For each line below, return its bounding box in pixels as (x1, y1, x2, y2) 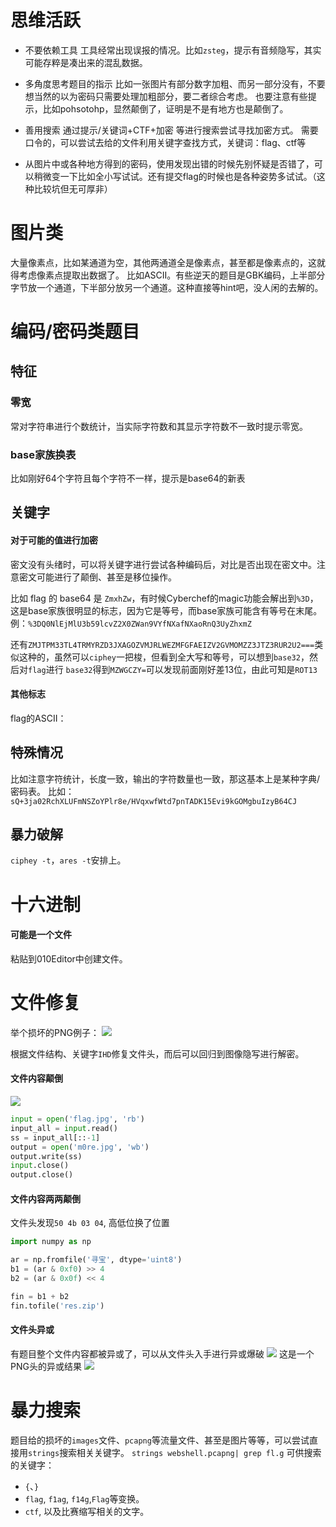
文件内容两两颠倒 (10, 1192, 81, 1205)
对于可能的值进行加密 (10, 534, 98, 546)
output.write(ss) (10, 1151, 83, 1161)
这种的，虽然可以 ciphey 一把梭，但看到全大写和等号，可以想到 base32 (18, 651, 301, 663)
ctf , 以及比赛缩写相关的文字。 (24, 1505, 150, 1517)
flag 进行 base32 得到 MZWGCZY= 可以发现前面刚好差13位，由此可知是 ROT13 (28, 663, 318, 675)
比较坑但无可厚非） (33, 182, 113, 195)
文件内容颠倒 (10, 1072, 63, 1085)
